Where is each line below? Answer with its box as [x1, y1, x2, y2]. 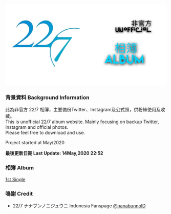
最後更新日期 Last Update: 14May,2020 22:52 [5, 150, 103, 157]
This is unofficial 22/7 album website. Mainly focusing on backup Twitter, [5, 119, 159, 125]
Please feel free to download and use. [5, 130, 85, 136]
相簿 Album [5, 164, 34, 171]
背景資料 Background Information [5, 94, 90, 101]
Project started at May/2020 [5, 140, 65, 146]
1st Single [5, 176, 26, 182]
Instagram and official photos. [5, 124, 69, 130]
